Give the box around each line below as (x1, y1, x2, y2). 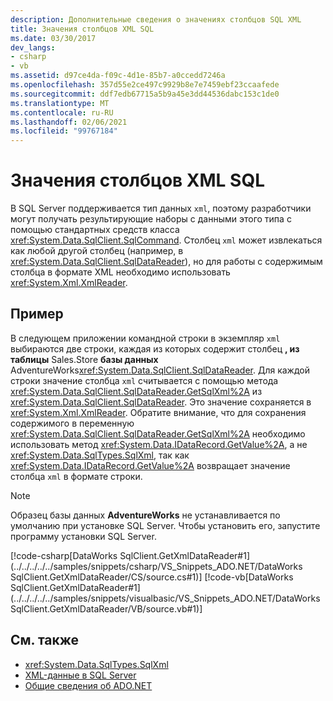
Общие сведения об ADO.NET (24, 679, 153, 691)
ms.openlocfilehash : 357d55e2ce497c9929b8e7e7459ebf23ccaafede (10, 80, 280, 90)
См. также (10, 632, 80, 649)
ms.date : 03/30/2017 (10, 33, 97, 43)
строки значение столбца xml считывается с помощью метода (10, 374, 279, 386)
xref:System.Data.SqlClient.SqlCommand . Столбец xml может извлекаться (10, 234, 323, 246)
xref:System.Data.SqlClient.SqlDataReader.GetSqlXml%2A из (10, 385, 263, 397)
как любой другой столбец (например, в (10, 245, 184, 257)
